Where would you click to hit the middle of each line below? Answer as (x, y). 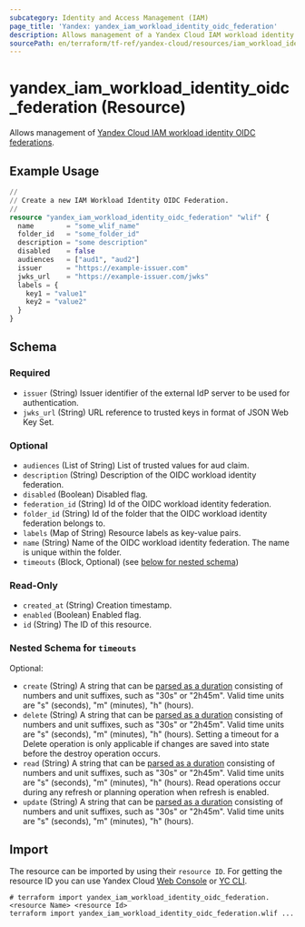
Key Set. (38, 422)
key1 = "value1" (57, 293)
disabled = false (56, 251)
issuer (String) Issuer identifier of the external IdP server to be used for (156, 393)
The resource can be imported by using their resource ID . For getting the (146, 872)
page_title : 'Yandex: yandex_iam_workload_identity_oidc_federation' (144, 26)
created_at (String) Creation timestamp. (97, 605)
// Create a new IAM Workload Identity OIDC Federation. (119, 200)
